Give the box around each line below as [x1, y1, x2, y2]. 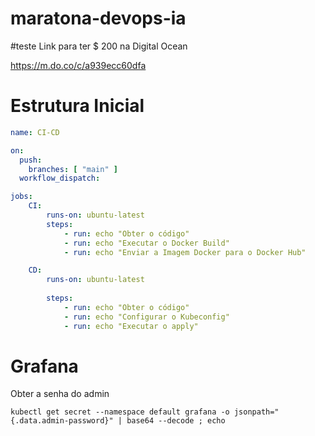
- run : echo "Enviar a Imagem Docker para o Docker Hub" [63, 247, 307, 257]
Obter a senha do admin [10, 388, 110, 400]
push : [19, 155, 43, 165]
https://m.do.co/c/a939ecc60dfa [10, 59, 147, 71]
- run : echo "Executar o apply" [63, 321, 199, 331]
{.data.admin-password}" [10, 416, 114, 426]
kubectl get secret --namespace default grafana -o [10, 407, 230, 417]
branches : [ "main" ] [28, 164, 118, 174]
